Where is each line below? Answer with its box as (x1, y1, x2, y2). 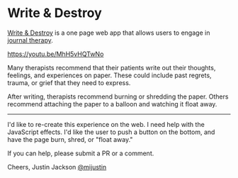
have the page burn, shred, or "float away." (7, 135, 133, 143)
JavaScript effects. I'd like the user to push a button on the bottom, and (7, 128, 215, 136)
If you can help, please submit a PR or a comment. (7, 149, 154, 157)
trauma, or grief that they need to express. (7, 78, 131, 87)
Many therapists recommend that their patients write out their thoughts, (7, 63, 216, 72)
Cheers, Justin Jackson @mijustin (7, 162, 107, 171)
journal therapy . (7, 35, 53, 44)
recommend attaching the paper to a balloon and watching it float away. (7, 99, 217, 108)
